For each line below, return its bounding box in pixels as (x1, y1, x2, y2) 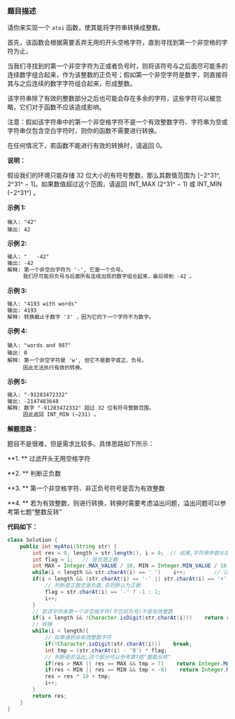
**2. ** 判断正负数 (7, 469, 62, 477)
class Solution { (7, 536, 58, 543)
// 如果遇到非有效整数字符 (44, 634, 112, 641)
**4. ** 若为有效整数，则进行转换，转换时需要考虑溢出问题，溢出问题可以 (7, 499, 220, 507)
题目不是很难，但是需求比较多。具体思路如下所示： (7, 439, 155, 448)
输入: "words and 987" (7, 342, 71, 349)
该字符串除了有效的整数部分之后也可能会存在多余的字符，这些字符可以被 (7, 94, 215, 103)
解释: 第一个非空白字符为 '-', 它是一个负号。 (7, 266, 127, 273)
